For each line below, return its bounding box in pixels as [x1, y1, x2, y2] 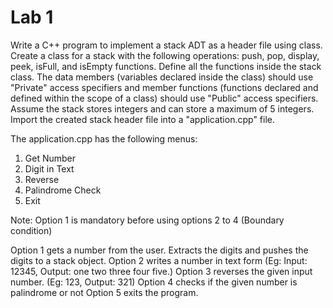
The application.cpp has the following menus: [10, 132, 198, 145]
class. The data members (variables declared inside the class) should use [10, 71, 314, 83]
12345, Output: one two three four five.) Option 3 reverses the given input [10, 265, 313, 277]
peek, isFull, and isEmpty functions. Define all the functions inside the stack [10, 60, 322, 72]
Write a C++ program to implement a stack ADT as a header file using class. [10, 39, 323, 51]
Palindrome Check [24, 184, 102, 196]
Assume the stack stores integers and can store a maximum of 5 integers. [10, 102, 315, 115]
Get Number [24, 152, 77, 164]
